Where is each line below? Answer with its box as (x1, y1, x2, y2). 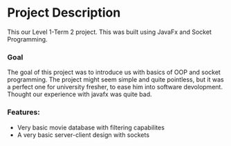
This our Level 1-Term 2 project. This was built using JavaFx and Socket (7, 28, 212, 36)
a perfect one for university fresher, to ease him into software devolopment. (7, 83, 223, 91)
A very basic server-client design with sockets (17, 130, 150, 139)
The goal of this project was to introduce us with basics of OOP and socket (7, 68, 221, 77)
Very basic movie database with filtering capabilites (17, 123, 165, 131)
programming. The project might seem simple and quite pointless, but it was (7, 75, 224, 84)
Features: (7, 107, 40, 117)
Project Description (7, 5, 121, 21)
